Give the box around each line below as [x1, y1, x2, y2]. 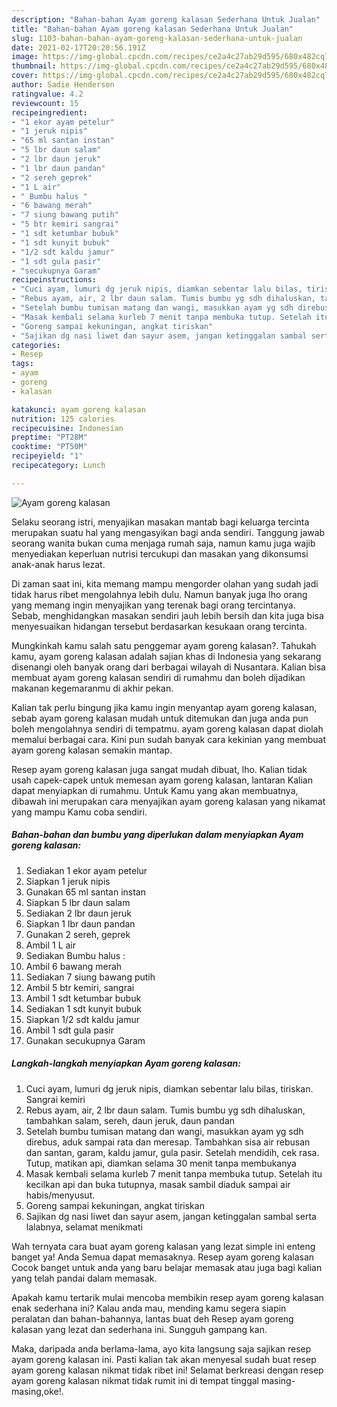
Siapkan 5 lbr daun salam [25, 896, 131, 908]
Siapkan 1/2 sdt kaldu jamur [25, 1013, 141, 1025]
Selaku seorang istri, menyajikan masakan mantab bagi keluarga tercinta [11, 516, 310, 528]
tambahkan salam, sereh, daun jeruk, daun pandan [25, 1114, 236, 1126]
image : [11, 52, 39, 62]
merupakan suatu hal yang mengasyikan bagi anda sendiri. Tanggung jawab [11, 526, 326, 538]
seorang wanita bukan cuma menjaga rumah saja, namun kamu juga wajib [11, 537, 316, 549]
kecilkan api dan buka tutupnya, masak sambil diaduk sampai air [25, 1178, 291, 1190]
